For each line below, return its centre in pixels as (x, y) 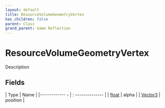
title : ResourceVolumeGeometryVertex (45, 14)
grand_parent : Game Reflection (38, 28)
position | (15, 100)
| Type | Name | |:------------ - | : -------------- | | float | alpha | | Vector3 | (83, 94)
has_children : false (27, 19)
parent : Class (20, 24)
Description (17, 67)
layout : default (22, 10)
